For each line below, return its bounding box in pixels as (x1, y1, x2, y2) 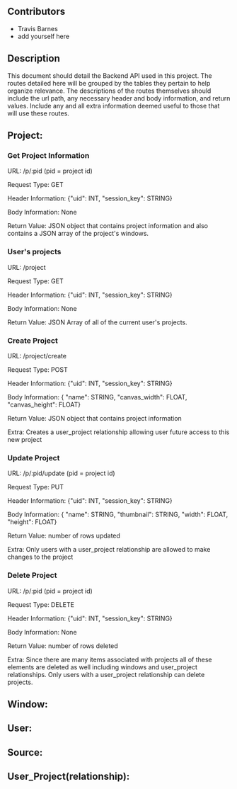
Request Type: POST (7, 365, 69, 374)
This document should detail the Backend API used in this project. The (7, 71, 212, 80)
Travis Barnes (17, 24, 58, 33)
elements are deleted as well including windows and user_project (7, 662, 198, 671)
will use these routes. (7, 109, 69, 118)
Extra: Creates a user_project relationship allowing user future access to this (7, 428, 230, 436)
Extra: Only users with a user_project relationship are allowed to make (7, 545, 211, 554)
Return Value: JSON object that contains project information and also (7, 222, 209, 230)
